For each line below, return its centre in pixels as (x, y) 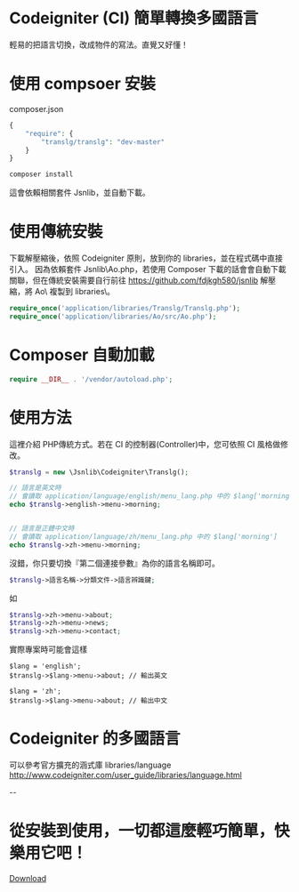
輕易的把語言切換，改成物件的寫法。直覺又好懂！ (99, 44)
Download (28, 879)
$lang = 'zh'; (36, 691)
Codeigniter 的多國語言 (95, 739)
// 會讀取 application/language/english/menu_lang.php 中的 (119, 496)
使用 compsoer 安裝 (83, 84)
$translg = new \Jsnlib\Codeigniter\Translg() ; (99, 472)
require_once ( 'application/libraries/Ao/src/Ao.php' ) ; (113, 317)
